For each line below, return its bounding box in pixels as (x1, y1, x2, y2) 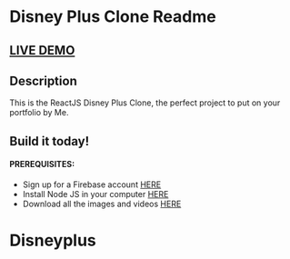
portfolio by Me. (9, 107, 69, 118)
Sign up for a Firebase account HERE (22, 179, 162, 190)
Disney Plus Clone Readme (9, 6, 216, 27)
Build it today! (9, 134, 90, 149)
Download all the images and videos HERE (22, 198, 182, 209)
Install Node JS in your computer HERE (22, 188, 169, 199)
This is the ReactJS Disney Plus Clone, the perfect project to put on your (9, 97, 281, 108)
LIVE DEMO (9, 43, 75, 58)
